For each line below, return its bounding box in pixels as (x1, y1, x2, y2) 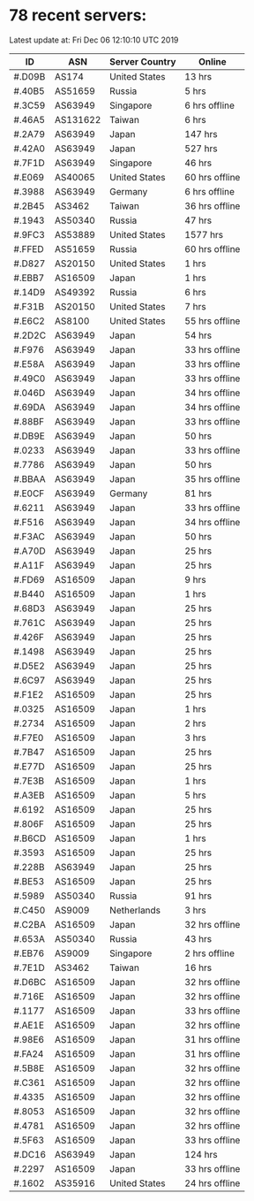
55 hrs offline (184, 315, 241, 327)
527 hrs (184, 142, 218, 155)
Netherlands (109, 904, 161, 916)
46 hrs (184, 157, 213, 169)
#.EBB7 (13, 272, 45, 284)
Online (198, 55, 227, 67)
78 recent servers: (9, 5, 147, 26)
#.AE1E (13, 1019, 45, 1031)
